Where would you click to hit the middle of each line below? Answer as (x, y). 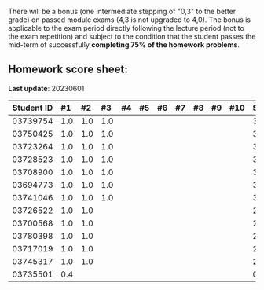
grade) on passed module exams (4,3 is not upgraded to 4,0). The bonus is (130, 20)
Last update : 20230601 (46, 88)
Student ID (33, 108)
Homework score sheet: (68, 70)
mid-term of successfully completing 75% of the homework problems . (124, 45)
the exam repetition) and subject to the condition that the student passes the (132, 36)
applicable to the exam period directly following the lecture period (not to (126, 28)
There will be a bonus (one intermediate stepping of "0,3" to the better (122, 11)
